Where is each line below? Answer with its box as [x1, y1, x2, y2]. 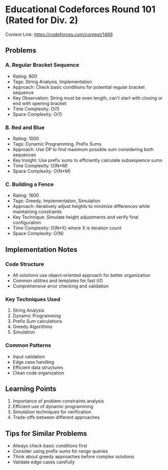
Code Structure [5, 261, 44, 268]
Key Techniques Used [5, 295, 61, 302]
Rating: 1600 [12, 193, 39, 199]
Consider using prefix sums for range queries [12, 448, 108, 454]
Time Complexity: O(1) [12, 106, 60, 112]
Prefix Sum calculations [12, 318, 63, 324]
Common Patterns [5, 342, 51, 349]
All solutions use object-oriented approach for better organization [12, 272, 151, 278]
